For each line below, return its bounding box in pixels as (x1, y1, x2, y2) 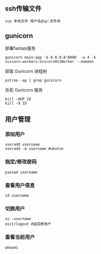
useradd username (5, 142, 40, 147)
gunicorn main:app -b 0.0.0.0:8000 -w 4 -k (5, 55, 96, 60)
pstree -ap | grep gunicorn (5, 78, 62, 83)
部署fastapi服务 (5, 45, 36, 51)
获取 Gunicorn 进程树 (5, 68, 47, 74)
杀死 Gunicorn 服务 (5, 87, 43, 93)
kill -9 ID (5, 101, 27, 105)
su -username (5, 217, 31, 222)
